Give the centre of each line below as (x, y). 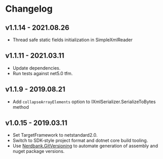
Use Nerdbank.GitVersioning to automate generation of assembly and (85, 146)
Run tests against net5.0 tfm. (43, 73)
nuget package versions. (39, 151)
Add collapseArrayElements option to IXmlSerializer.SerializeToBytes (84, 102)
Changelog (29, 9)
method (21, 107)
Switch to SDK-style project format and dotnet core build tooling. (80, 141)
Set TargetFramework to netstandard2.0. (55, 135)
